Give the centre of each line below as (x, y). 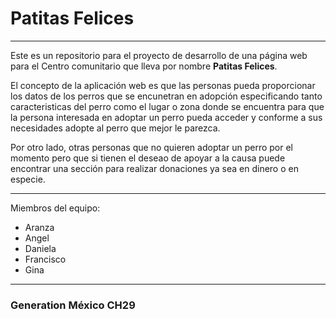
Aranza (39, 227)
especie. (28, 179)
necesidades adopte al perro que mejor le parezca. (115, 128)
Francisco (45, 259)
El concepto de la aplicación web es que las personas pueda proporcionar (163, 85)
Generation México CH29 (73, 305)
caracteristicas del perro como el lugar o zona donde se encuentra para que (167, 106)
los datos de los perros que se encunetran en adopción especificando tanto (166, 96)
